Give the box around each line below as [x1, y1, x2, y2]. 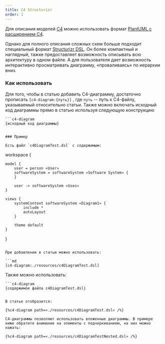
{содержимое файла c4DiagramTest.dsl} [5, 285, 86, 290]
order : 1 [5, 12, 23, 17]
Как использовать [5, 79, 52, 86]
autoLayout [23, 209, 46, 214]
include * [23, 205, 43, 210]
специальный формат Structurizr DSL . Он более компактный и [5, 46, 138, 52]
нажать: [5, 325, 21, 330]
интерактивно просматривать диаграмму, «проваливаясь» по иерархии [5, 62, 160, 68]
